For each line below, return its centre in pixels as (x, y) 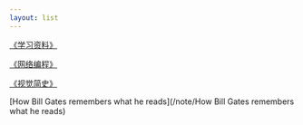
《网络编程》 (33, 63)
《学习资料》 (33, 44)
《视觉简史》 (33, 83)
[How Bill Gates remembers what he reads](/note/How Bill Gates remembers (152, 101)
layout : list (34, 18)
